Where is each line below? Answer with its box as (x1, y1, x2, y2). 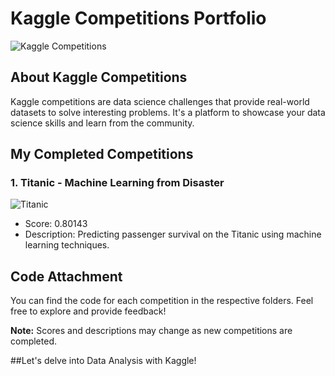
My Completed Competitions (10, 146, 194, 163)
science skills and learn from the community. (10, 117, 195, 129)
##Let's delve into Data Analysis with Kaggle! (10, 355, 197, 367)
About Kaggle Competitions (10, 69, 188, 86)
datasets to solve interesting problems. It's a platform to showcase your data (10, 106, 326, 118)
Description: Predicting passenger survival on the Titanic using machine (24, 228, 322, 241)
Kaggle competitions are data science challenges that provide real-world (10, 95, 310, 107)
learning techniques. (24, 239, 110, 251)
